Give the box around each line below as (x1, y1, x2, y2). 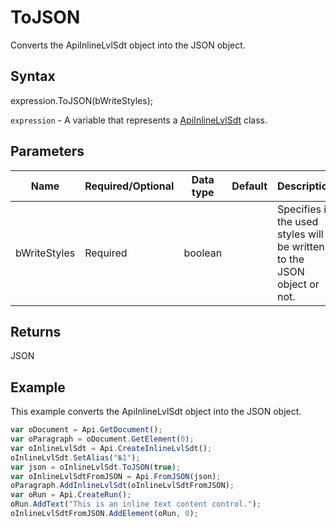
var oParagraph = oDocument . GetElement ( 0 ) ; (10, 434, 195, 445)
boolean (183, 246, 223, 260)
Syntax (10, 68, 56, 85)
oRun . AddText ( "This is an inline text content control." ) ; (10, 499, 262, 510)
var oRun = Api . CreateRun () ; (10, 490, 132, 500)
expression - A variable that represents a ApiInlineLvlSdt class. (10, 114, 268, 126)
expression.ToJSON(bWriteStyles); (10, 94, 153, 106)
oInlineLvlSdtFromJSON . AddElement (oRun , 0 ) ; (10, 509, 199, 519)
